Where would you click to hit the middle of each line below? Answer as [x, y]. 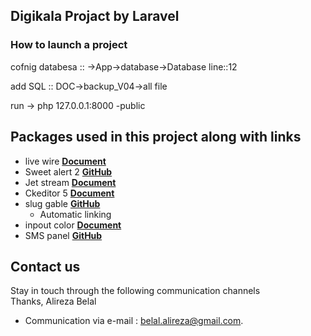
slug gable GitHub [62, 203]
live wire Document [65, 161]
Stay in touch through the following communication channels [135, 291]
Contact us [45, 266]
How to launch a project [69, 45]
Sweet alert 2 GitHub [68, 171]
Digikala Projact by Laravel [95, 16]
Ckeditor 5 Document [69, 193]
